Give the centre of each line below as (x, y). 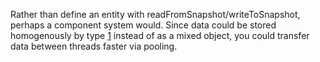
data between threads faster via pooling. (94, 46)
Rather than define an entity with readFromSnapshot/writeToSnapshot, (155, 14)
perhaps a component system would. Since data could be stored (143, 25)
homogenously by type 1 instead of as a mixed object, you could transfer (160, 35)
